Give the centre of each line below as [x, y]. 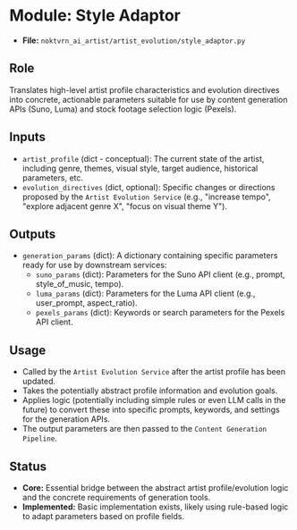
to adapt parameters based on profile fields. [103, 516]
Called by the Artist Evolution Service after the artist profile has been [154, 372]
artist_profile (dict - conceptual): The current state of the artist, [143, 158]
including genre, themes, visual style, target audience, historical [140, 168]
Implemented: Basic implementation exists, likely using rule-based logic [155, 507]
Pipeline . [40, 438]
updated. [39, 382]
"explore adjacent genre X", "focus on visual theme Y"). [125, 206]
